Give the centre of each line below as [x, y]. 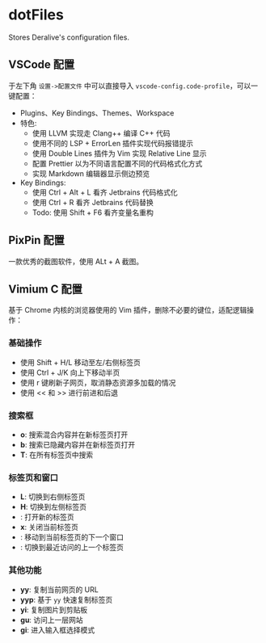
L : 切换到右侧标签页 [53, 497]
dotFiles [36, 15]
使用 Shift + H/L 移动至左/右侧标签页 [80, 362]
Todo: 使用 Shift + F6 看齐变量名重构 [93, 212]
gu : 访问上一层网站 [51, 620]
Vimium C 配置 [45, 289]
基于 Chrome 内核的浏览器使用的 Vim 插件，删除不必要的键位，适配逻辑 [128, 310]
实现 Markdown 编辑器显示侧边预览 [91, 173]
